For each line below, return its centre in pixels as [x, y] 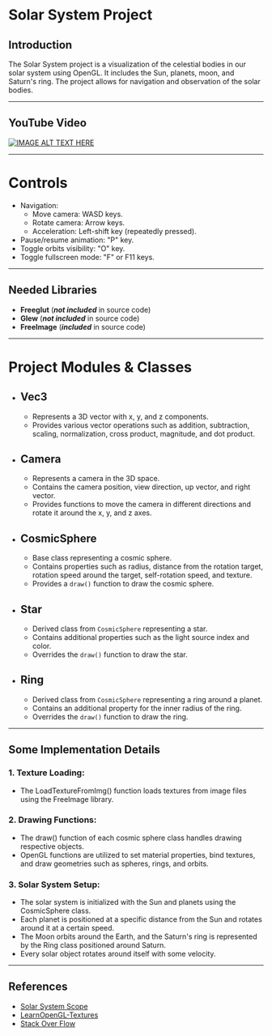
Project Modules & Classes [100, 367]
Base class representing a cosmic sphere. [102, 558]
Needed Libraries [53, 290]
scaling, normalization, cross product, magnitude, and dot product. [143, 433]
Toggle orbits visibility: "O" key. [72, 248]
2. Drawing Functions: [53, 820]
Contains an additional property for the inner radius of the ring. [137, 708]
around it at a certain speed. [67, 928]
